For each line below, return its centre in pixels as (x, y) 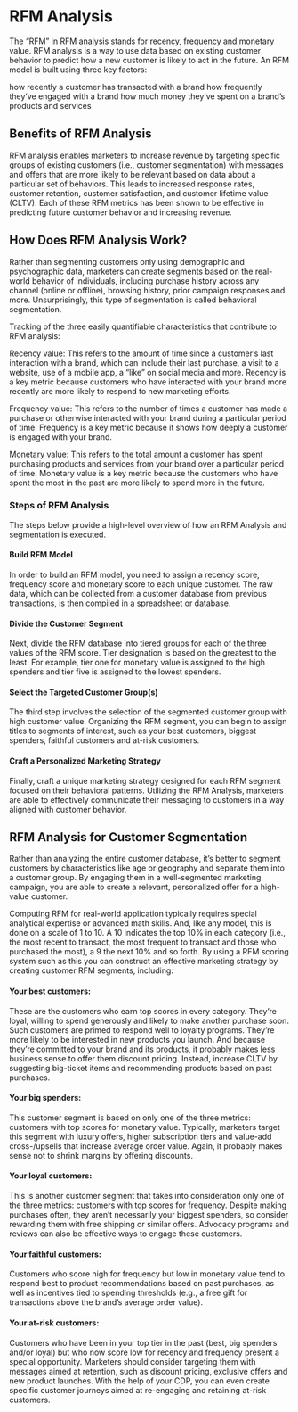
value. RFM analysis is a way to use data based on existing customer (135, 50)
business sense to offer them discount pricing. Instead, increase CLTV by (144, 1058)
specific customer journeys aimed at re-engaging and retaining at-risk (138, 1390)
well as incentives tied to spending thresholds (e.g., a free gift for (129, 1293)
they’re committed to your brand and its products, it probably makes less (142, 1049)
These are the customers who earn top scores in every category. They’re (143, 1011)
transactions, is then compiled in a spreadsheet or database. (120, 603)
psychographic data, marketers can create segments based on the (131, 271)
